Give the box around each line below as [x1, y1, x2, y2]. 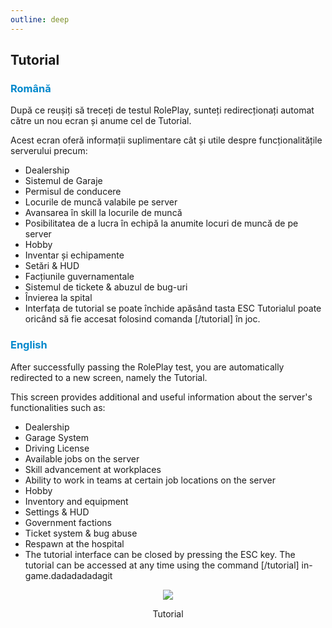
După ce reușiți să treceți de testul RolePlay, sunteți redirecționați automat [10, 104, 315, 116]
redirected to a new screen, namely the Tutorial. [10, 371, 208, 383]
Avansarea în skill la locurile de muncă [24, 207, 183, 219]
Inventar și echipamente [24, 249, 125, 261]
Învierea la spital [24, 292, 93, 304]
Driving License [24, 442, 90, 454]
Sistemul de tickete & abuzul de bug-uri [24, 281, 188, 293]
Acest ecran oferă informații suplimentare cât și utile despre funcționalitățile [10, 134, 323, 146]
